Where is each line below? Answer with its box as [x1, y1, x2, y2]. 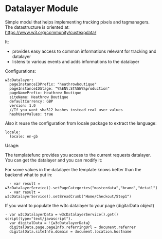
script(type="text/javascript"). [5, 216, 73, 221]
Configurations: [5, 68, 36, 74]
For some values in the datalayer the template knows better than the [5, 166, 142, 172]
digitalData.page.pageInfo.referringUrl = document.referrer [9, 225, 136, 230]
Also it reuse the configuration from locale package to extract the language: [5, 120, 157, 126]
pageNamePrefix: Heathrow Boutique [9, 90, 82, 95]
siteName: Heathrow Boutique [9, 95, 69, 100]
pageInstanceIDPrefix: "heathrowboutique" [9, 81, 97, 87]
